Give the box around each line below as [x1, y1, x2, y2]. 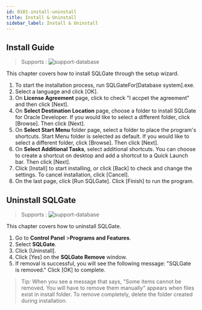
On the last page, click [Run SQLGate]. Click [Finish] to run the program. [14, 178, 194, 185]
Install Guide [6, 42, 55, 52]
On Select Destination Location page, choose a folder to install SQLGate [14, 107, 197, 114]
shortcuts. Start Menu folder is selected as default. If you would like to [14, 133, 190, 140]
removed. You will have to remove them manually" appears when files [21, 284, 195, 291]
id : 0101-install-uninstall [6, 8, 77, 15]
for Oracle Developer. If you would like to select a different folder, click [14, 114, 191, 121]
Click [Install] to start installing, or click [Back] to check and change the [14, 165, 192, 172]
